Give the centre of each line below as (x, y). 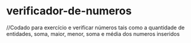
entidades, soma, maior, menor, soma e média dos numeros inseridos (93, 33)
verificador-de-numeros (69, 11)
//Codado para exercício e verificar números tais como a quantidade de (95, 27)
